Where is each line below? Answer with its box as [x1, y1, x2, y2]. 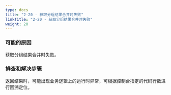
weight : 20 [5, 21, 28, 27]
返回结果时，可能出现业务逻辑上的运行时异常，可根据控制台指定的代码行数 [5, 78, 161, 84]
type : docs [5, 7, 28, 13]
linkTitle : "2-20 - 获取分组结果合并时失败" [5, 17, 93, 22]
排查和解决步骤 [5, 65, 42, 72]
